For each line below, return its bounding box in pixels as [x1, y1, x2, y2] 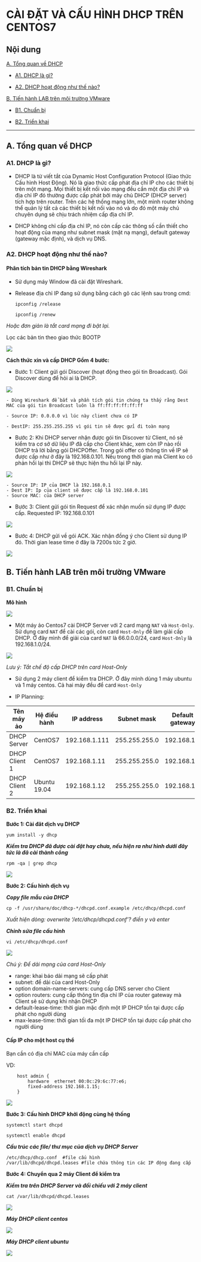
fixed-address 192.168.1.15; [28, 1084, 100, 1090]
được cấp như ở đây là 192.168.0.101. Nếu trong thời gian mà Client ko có [14, 453, 193, 460]
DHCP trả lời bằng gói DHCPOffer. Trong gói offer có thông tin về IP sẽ [14, 446, 188, 453]
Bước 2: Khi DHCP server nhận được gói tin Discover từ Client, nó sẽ [14, 434, 184, 441]
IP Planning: [14, 693, 45, 700]
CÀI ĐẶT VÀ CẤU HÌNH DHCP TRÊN [6, 8, 184, 22]
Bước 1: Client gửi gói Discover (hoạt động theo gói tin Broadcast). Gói [14, 368, 188, 375]
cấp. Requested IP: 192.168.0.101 [14, 509, 95, 516]
